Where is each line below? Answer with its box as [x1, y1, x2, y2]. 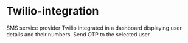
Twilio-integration [6, 4, 99, 18]
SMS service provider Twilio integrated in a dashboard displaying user [6, 24, 183, 31]
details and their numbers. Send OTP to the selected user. [6, 30, 151, 38]
